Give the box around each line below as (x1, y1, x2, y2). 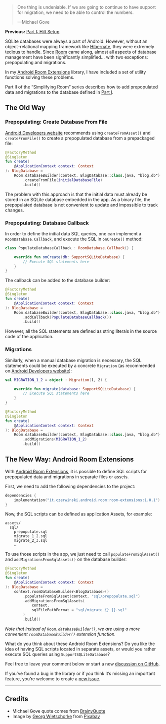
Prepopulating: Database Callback (5, 219, 89, 226)
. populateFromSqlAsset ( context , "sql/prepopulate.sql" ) (23, 593, 140, 599)
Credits (5, 695, 29, 703)
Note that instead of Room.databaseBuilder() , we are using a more (5, 626, 140, 632)
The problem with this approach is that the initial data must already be (5, 191, 147, 197)
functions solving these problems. (5, 74, 75, 80)
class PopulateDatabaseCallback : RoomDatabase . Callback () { (5, 245, 134, 250)
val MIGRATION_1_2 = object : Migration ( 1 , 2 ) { (5, 377, 107, 382)
